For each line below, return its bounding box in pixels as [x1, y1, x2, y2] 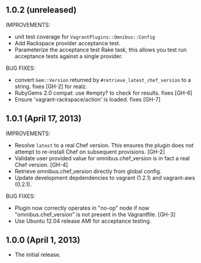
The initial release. [14, 251, 61, 259]
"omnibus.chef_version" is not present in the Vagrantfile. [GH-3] [14, 210, 176, 218]
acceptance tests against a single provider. [14, 52, 123, 60]
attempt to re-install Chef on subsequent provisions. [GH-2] [14, 148, 166, 155]
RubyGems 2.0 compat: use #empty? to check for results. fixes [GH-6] [14, 89, 193, 97]
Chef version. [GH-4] [14, 161, 68, 168]
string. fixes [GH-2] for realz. [14, 83, 88, 90]
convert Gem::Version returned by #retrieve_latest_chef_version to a [14, 76, 191, 83]
